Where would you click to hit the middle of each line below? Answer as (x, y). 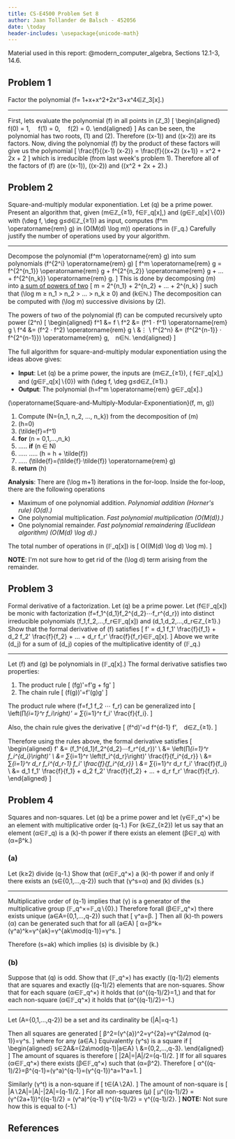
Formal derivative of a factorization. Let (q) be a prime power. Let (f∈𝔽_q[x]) (117, 606)
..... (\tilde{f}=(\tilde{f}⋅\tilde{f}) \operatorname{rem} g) (97, 460)
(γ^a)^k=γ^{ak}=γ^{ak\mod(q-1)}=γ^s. (62, 931)
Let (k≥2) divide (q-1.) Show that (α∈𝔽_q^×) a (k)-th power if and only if (111, 873)
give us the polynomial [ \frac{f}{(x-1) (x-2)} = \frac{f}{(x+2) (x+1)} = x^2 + (115, 151)
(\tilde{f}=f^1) (37, 431)
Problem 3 (31, 589)
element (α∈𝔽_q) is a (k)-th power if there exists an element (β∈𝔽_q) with (114, 833)
